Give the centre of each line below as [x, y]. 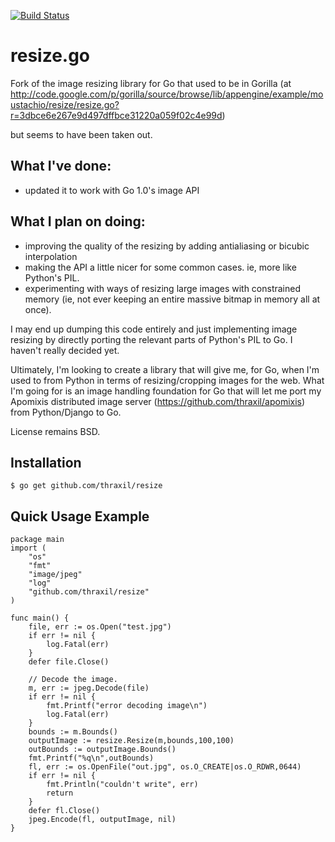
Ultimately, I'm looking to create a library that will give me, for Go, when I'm [165, 369]
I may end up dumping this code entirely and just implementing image [154, 329]
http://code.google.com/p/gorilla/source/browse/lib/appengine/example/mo [167, 94]
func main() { [40, 618]
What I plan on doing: [78, 221]
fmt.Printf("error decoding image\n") [127, 706]
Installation [46, 462]
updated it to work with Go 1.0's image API [112, 190]
